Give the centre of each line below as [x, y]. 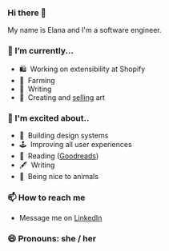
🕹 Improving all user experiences [76, 144]
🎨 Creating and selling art [62, 97]
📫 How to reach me [46, 197]
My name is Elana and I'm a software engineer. [84, 30]
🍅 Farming [37, 80]
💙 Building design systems [64, 135]
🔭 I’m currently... [40, 51]
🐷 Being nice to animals [59, 176]
